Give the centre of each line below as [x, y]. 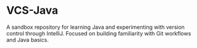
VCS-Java [32, 10]
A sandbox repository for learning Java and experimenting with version [95, 27]
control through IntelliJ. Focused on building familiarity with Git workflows [99, 33]
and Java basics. [27, 40]
